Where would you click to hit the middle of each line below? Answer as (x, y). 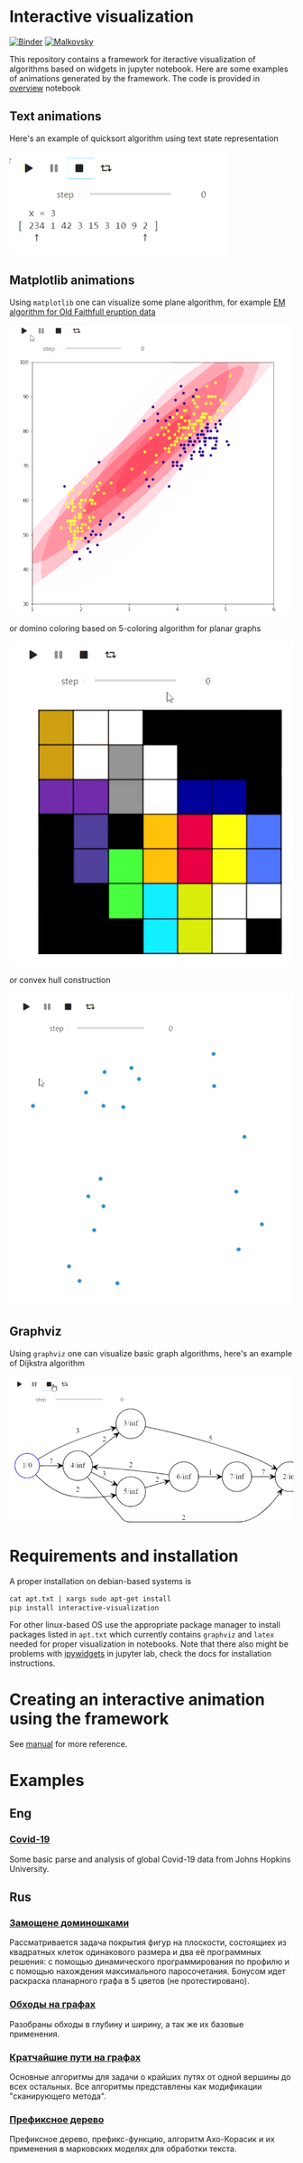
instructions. (32, 1663)
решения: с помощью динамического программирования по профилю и (150, 1962)
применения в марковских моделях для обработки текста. (123, 2149)
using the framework (89, 1719)
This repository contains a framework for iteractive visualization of (133, 59)
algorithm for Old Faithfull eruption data (83, 312)
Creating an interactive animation (137, 1700)
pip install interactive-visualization (84, 1608)
